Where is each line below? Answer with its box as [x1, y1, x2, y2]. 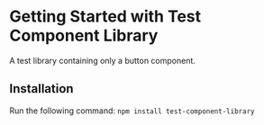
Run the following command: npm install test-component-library [9, 105, 255, 116]
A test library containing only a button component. [9, 55, 196, 66]
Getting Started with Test [9, 6, 202, 27]
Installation [9, 81, 74, 96]
